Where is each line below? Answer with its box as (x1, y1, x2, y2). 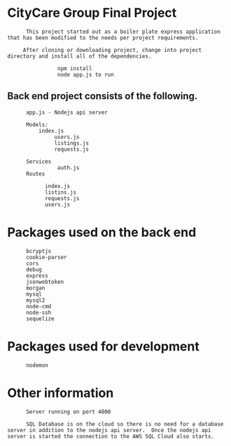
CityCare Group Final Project (7, 5, 177, 21)
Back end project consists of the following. (7, 90, 198, 103)
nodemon (25, 362, 49, 369)
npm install (57, 65, 92, 72)
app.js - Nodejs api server (25, 109, 108, 116)
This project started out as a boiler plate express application (25, 28, 220, 35)
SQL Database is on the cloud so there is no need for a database (25, 420, 224, 428)
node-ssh (25, 309, 52, 316)
